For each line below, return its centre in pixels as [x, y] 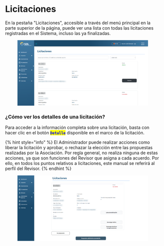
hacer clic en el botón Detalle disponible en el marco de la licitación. [75, 133]
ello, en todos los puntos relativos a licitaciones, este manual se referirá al [80, 164]
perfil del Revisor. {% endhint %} [38, 168]
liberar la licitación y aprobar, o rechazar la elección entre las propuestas [79, 148]
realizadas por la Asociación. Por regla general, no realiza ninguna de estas [82, 153]
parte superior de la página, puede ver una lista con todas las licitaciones [79, 28]
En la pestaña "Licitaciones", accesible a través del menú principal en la [78, 23]
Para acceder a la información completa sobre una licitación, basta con [77, 127]
